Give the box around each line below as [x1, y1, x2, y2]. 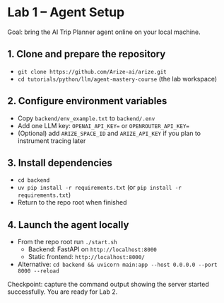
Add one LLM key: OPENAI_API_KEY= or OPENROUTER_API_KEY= [17, 121, 189, 130]
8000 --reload [17, 268, 59, 275]
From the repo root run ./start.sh [17, 238, 118, 246]
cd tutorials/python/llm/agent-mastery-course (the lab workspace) [17, 74, 218, 83]
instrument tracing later [17, 136, 86, 145]
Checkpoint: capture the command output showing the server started [7, 280, 210, 289]
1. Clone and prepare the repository [7, 48, 166, 60]
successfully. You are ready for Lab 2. [7, 287, 118, 296]
